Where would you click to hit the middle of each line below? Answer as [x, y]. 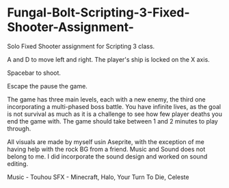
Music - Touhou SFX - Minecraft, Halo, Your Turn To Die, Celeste [98, 177]
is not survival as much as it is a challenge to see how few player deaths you [114, 114]
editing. [18, 163]
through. [19, 128]
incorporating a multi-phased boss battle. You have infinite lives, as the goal [114, 106]
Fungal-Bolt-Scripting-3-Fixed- [98, 13]
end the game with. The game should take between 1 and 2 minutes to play [113, 121]
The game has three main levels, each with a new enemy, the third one [107, 99]
